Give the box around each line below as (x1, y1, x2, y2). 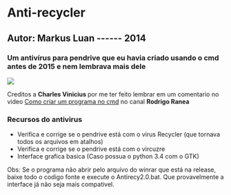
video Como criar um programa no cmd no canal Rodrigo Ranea (7, 97, 190, 105)
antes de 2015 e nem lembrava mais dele (7, 61, 146, 71)
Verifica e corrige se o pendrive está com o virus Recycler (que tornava (17, 130, 221, 138)
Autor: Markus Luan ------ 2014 (7, 32, 147, 44)
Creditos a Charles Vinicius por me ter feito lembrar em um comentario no (7, 90, 219, 98)
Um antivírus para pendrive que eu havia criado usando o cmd (7, 53, 219, 63)
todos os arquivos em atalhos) (17, 138, 103, 146)
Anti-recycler (7, 5, 86, 21)
